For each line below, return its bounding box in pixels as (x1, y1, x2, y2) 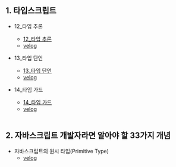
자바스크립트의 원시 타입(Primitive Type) (14, 147, 109, 154)
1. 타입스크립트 (5, 5, 57, 16)
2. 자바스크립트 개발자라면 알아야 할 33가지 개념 (5, 131, 171, 141)
